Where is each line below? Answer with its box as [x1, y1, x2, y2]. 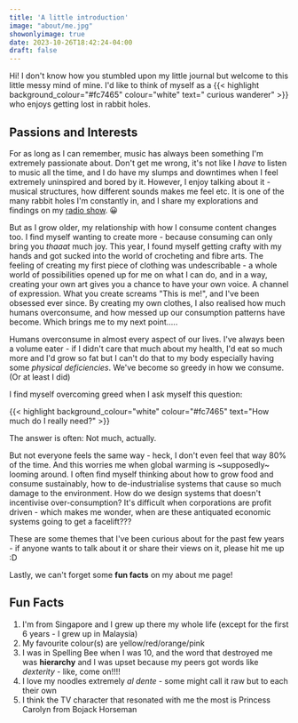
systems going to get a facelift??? [9, 516, 132, 526]
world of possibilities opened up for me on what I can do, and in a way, [9, 269, 268, 280]
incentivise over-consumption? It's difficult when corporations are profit [9, 497, 272, 508]
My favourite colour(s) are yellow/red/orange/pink [21, 638, 206, 648]
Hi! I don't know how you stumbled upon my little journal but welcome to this [9, 70, 289, 81]
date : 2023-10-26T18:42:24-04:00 [9, 37, 133, 47]
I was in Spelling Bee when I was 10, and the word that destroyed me [21, 647, 273, 658]
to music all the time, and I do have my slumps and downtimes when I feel [9, 166, 278, 178]
